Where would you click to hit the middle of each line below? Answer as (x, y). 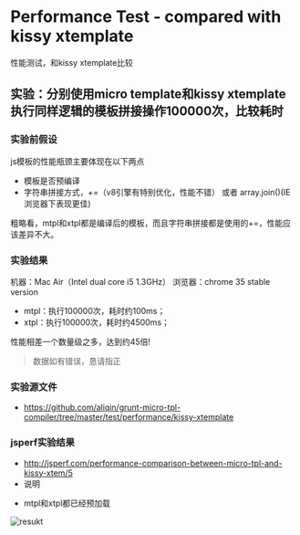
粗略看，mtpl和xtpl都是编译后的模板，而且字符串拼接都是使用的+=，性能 (147, 223)
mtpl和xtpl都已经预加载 (67, 503)
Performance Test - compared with (146, 17)
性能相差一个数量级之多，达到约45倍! (81, 341)
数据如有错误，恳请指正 (77, 361)
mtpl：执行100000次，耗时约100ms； (94, 310)
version (25, 292)
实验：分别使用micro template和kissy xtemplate (148, 94)
